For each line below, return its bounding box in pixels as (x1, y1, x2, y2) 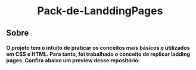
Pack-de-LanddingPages (37, 4, 163, 18)
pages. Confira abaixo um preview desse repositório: (6, 57, 140, 64)
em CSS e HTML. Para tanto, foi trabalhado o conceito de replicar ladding (6, 50, 191, 58)
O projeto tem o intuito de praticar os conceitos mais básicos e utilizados (6, 44, 190, 52)
